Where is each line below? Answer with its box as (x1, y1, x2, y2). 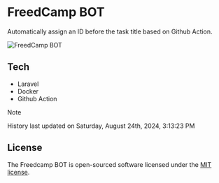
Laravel (17, 80, 39, 88)
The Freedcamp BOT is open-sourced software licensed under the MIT (7, 160, 212, 168)
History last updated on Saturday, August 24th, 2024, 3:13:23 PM (7, 122, 195, 130)
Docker (17, 87, 39, 95)
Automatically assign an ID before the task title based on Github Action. (7, 27, 213, 36)
